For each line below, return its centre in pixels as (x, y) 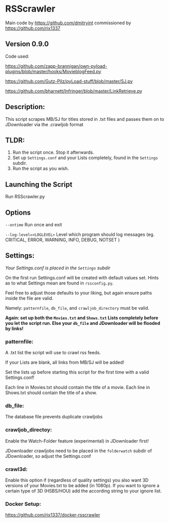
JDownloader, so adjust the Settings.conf (48, 456)
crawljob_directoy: (29, 430)
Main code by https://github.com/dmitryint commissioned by (68, 23)
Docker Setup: (23, 504)
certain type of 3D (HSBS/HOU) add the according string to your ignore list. (83, 491)
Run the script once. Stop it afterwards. (53, 153)
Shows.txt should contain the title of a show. (51, 393)
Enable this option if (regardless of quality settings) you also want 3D (77, 480)
